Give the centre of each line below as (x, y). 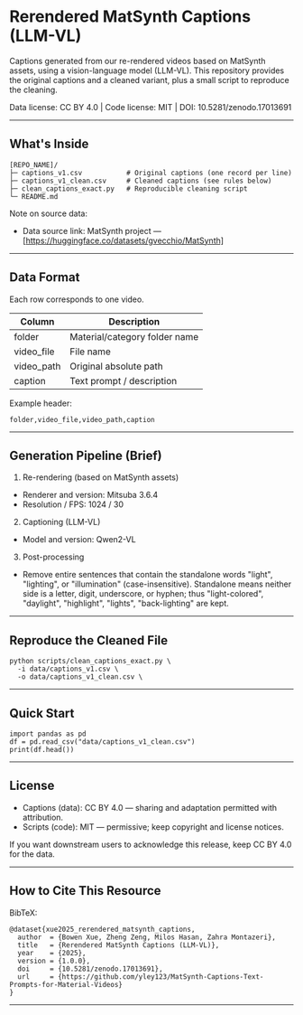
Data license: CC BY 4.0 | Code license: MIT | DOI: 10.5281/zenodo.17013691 (151, 107)
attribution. (43, 817)
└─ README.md (34, 196)
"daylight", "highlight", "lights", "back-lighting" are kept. (126, 604)
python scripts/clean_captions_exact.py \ (90, 662)
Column (37, 321)
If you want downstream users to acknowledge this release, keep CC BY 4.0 (151, 844)
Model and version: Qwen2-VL (79, 540)
